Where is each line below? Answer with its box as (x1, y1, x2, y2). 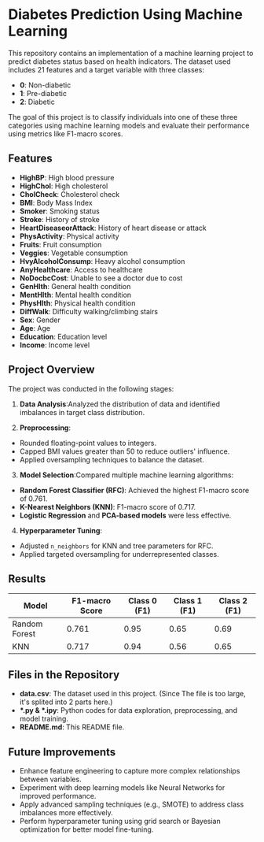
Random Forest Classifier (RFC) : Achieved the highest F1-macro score (19, 485, 250, 495)
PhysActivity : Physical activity (19, 231, 119, 241)
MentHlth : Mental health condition (19, 290, 132, 299)
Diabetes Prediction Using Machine (8, 6, 244, 24)
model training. (19, 714, 69, 724)
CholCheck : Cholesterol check (19, 189, 120, 198)
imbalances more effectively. (19, 808, 114, 817)
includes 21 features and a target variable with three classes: (8, 65, 204, 74)
